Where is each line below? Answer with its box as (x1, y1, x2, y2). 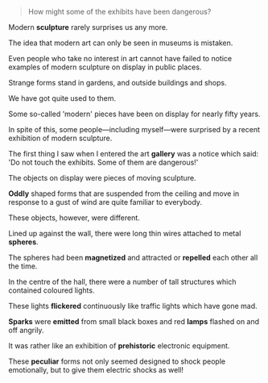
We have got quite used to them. (8, 94, 117, 103)
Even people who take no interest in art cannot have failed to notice (8, 54, 232, 63)
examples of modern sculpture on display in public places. (8, 62, 202, 72)
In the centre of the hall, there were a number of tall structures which (8, 277, 237, 286)
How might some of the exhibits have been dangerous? (27, 7, 212, 16)
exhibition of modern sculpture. (8, 133, 113, 143)
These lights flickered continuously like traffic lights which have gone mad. (8, 302, 258, 310)
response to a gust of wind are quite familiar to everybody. (8, 198, 203, 206)
